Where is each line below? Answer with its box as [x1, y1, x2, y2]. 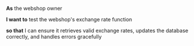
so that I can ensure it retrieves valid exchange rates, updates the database [6, 27, 189, 34]
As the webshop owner [6, 5, 63, 11]
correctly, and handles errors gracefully [6, 33, 102, 40]
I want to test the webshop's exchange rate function [6, 16, 132, 22]
